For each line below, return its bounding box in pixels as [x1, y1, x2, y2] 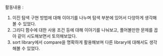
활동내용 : [5, 4, 24, 10]
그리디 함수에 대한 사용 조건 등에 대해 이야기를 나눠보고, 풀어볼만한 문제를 [12, 27, 153, 33]
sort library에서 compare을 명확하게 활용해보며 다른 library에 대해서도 [12, 39, 149, 45]
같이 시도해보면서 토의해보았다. [17, 33, 77, 39]
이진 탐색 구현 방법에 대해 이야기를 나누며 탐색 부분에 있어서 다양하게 [12, 15, 144, 21]
